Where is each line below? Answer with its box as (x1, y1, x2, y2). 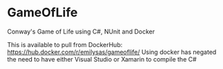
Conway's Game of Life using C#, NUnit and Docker (7, 27, 155, 36)
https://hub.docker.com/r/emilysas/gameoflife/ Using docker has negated (7, 48, 217, 56)
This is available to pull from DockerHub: (7, 40, 123, 49)
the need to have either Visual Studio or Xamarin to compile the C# (7, 55, 197, 63)
